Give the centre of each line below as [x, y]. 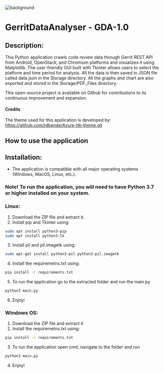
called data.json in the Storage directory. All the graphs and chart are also [79, 78]
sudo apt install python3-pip [36, 231]
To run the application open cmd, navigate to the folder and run [76, 347]
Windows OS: [22, 313]
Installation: [24, 157]
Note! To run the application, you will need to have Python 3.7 [80, 187]
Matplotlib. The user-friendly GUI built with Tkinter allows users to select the [82, 68]
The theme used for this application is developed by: [58, 120]
